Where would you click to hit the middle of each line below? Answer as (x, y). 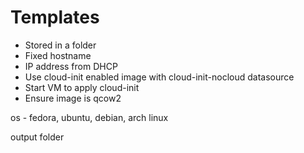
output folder (37, 137)
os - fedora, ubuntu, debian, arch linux (89, 117)
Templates (55, 17)
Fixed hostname (58, 55)
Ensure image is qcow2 (73, 98)
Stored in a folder (60, 45)
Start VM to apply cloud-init (82, 87)
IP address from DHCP (71, 66)
